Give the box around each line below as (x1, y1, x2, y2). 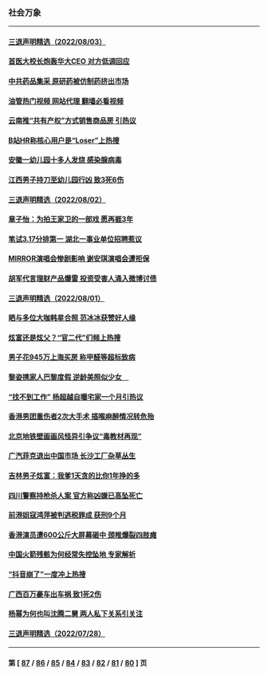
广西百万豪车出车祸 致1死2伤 (8, 589, 102, 598)
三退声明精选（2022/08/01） (8, 293, 105, 303)
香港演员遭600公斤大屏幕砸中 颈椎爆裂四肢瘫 (8, 530, 157, 540)
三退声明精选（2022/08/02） (8, 194, 106, 204)
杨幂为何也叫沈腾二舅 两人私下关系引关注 (8, 609, 144, 618)
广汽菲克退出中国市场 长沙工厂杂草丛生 (8, 451, 136, 461)
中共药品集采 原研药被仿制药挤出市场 (8, 77, 129, 86)
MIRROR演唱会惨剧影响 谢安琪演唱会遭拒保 (8, 253, 150, 264)
